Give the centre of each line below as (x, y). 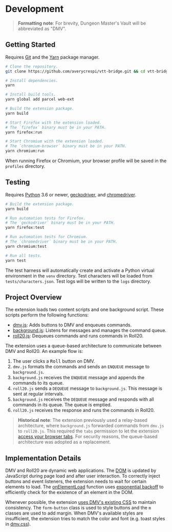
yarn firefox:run (24, 132)
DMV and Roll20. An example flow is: (44, 351)
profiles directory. (25, 166)
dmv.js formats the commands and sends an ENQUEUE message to (81, 367)
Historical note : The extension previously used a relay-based (82, 420)
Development (35, 9)
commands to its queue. (38, 383)
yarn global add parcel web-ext (40, 100)
